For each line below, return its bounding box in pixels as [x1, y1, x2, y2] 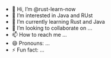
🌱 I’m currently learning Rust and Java [11, 18, 105, 25]
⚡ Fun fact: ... [11, 46, 45, 53]
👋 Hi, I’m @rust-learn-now [11, 6, 76, 12]
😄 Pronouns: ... [11, 40, 50, 47]
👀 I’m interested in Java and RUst [11, 12, 93, 19]
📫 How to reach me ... [11, 31, 67, 38]
